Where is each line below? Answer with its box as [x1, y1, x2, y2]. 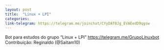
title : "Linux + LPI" [5, 12, 51, 17]
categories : [5, 16, 29, 21]
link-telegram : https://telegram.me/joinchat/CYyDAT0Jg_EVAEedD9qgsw [5, 21, 150, 26]
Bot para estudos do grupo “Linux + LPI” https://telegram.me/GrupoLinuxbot [5, 34, 160, 40]
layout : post [5, 7, 32, 12]
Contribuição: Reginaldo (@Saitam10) [5, 40, 80, 46]
